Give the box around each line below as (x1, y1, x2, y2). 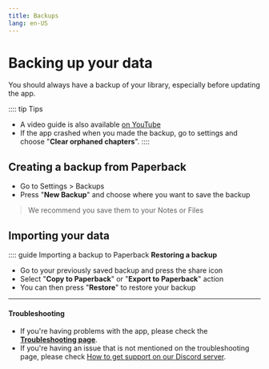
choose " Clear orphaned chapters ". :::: (19, 137, 151, 147)
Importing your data (8, 229, 110, 242)
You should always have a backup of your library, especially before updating (8, 80, 260, 90)
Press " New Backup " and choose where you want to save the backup (19, 190, 251, 200)
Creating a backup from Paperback (8, 160, 187, 173)
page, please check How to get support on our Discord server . (19, 352, 227, 362)
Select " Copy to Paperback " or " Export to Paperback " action (19, 274, 224, 284)
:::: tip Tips (8, 104, 43, 114)
